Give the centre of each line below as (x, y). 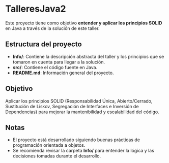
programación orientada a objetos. (49, 145)
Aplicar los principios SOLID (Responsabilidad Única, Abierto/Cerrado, (79, 101)
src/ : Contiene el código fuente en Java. (55, 67)
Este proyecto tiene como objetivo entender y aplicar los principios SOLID (84, 23)
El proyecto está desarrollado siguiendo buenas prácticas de (76, 140)
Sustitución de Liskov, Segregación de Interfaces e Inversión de (72, 106)
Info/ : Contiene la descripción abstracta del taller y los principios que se (88, 56)
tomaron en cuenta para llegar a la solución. (59, 62)
